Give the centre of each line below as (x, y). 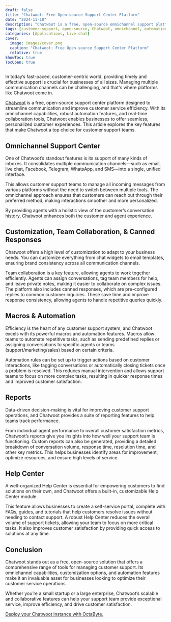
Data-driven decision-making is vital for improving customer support (77, 410)
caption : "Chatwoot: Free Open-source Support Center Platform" (79, 48)
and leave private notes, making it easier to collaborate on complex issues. (83, 283)
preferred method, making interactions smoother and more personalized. (82, 201)
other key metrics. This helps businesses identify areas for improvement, (82, 452)
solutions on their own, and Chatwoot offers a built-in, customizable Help (82, 491)
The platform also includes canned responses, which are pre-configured (81, 289)
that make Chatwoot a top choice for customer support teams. (70, 130)
